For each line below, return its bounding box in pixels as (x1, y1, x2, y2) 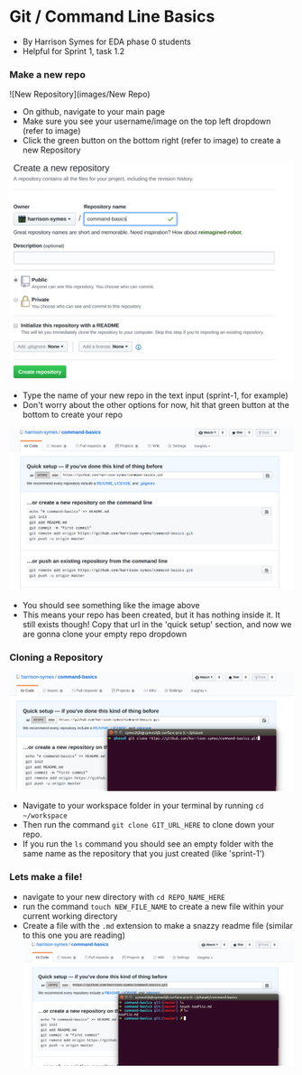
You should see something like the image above (22, 599, 200, 610)
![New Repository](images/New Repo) (9, 88, 151, 100)
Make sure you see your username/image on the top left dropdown (22, 116, 271, 127)
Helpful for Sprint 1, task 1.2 (22, 45, 125, 56)
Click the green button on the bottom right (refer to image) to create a (22, 135, 281, 146)
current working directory (22, 910, 118, 922)
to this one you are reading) (22, 930, 126, 941)
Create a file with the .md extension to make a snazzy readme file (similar (22, 920, 293, 931)
